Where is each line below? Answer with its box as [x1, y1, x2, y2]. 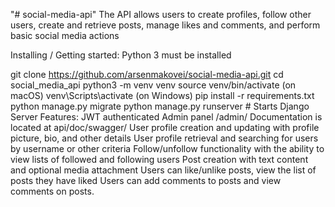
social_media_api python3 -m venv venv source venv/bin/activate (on [10, 79, 297, 91]
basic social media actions [10, 30, 120, 41]
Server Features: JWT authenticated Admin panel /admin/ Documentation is [10, 111, 323, 123]
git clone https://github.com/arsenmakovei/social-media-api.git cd [10, 69, 284, 80]
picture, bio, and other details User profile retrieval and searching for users [10, 132, 319, 144]
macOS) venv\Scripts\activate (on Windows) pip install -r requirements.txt [10, 90, 315, 101]
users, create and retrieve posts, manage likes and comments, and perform [10, 19, 321, 31]
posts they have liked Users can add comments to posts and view [10, 175, 282, 186]
